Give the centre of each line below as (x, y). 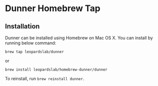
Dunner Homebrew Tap (53, 8)
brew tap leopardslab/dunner (35, 52)
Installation (22, 26)
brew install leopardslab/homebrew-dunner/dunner (56, 70)
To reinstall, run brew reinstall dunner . (44, 79)
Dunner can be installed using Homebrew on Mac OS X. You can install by (79, 38)
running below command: (31, 43)
